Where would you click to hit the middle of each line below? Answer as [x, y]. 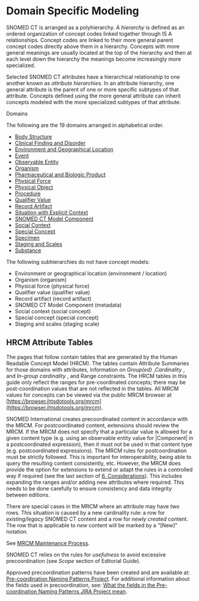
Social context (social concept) [53, 311]
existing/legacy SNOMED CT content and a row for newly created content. [97, 519]
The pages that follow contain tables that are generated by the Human [92, 357]
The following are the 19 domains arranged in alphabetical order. [85, 125]
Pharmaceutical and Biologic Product [60, 174]
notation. [17, 531]
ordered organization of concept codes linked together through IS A [89, 33]
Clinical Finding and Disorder [50, 143]
